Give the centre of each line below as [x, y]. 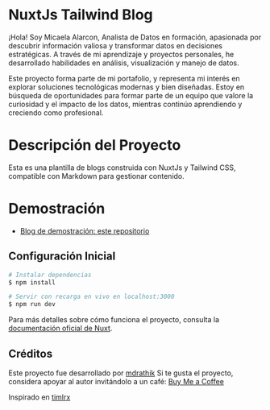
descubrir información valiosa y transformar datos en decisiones [116, 45]
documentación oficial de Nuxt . [60, 329]
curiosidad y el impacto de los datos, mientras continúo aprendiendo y [125, 104]
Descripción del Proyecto [95, 145]
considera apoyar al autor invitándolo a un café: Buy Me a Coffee [116, 381]
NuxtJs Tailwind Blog [81, 15]
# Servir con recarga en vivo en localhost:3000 [91, 297]
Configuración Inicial [62, 257]
